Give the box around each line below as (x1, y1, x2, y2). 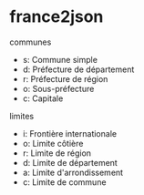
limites (9, 110, 35, 121)
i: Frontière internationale (22, 128, 117, 139)
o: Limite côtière (22, 138, 84, 149)
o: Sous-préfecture (22, 83, 95, 94)
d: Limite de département (22, 157, 118, 168)
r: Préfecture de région (22, 73, 108, 84)
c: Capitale (22, 93, 64, 104)
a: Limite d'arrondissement (22, 167, 124, 178)
